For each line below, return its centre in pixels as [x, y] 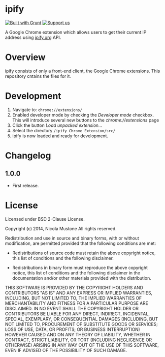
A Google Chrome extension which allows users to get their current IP [76, 32]
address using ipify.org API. [33, 37]
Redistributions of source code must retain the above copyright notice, [84, 253]
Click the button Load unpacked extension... [57, 125]
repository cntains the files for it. [38, 76]
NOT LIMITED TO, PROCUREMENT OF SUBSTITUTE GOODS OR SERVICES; [82, 324]
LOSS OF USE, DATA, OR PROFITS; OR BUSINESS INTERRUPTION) [73, 329]
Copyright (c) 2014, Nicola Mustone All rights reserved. [61, 228]
